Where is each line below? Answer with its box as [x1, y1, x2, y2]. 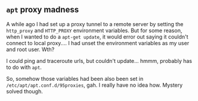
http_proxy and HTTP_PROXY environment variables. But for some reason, [6, 27, 182, 34]
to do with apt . [6, 64, 42, 71]
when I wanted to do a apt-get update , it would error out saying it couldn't [6, 33, 189, 40]
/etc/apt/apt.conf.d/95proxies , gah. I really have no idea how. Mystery [6, 81, 183, 89]
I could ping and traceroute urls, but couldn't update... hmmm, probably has [6, 57, 193, 64]
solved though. [6, 87, 43, 94]
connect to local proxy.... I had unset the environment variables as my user [6, 39, 190, 46]
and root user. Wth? [6, 46, 55, 53]
